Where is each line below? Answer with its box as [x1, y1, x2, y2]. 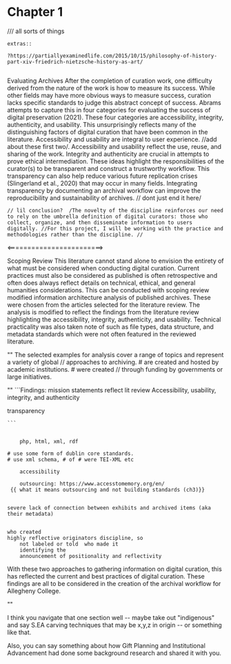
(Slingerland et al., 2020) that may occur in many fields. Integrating [7, 179, 198, 187]
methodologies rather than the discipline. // [7, 231, 143, 238]
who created [7, 528, 41, 535]
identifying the [19, 546, 67, 554]
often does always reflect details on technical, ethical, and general [7, 279, 196, 287]
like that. [7, 628, 32, 636]
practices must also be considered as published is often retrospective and [7, 271, 218, 279]
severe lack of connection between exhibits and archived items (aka [7, 504, 212, 511]
